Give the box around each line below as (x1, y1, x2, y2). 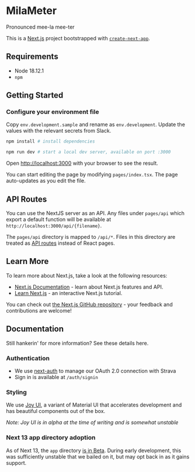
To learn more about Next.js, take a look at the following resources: (6, 272, 168, 279)
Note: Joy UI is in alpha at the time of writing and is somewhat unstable (6, 419, 179, 426)
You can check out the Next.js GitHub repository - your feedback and (6, 301, 173, 308)
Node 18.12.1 (14, 67, 44, 74)
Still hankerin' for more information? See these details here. (6, 339, 149, 346)
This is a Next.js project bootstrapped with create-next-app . (6, 34, 151, 41)
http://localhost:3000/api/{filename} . (6, 222, 102, 229)
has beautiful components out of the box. (6, 408, 106, 415)
